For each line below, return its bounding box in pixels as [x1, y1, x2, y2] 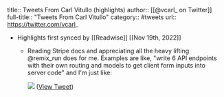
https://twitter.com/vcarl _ [7, 20, 79, 28]
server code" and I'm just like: [27, 68, 112, 77]
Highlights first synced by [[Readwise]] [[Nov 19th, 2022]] [16, 33, 181, 42]
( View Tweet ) [36, 83, 74, 91]
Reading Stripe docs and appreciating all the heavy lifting [27, 47, 190, 55]
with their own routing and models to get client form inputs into [27, 61, 206, 69]
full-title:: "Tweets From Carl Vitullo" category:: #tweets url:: [7, 13, 177, 21]
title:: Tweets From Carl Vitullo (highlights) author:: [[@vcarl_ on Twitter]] [7, 6, 212, 14]
